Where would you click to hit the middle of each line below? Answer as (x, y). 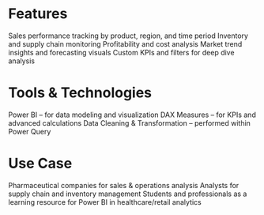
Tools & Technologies (80, 93)
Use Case (40, 164)
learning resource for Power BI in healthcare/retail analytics (105, 202)
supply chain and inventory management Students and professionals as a (128, 194)
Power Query (30, 131)
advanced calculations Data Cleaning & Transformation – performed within (130, 123)
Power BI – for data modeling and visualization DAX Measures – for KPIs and (132, 115)
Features (38, 14)
